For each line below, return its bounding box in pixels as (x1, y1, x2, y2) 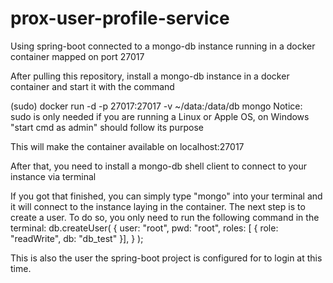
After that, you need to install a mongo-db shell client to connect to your (10, 160, 308, 172)
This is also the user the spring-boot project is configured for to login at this (10, 252, 323, 264)
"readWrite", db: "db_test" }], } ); (10, 232, 144, 244)
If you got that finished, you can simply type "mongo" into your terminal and (10, 190, 323, 202)
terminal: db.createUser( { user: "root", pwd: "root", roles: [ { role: (10, 222, 279, 234)
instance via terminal (10, 170, 97, 182)
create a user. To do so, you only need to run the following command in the (10, 211, 320, 223)
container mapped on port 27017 (10, 50, 145, 62)
